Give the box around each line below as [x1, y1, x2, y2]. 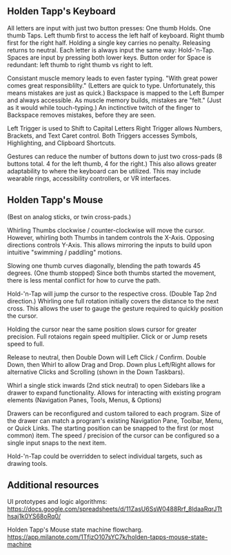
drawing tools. [7, 459, 48, 467]
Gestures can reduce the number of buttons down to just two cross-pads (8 [7, 152, 223, 160]
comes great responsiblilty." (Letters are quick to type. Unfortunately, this [7, 81, 216, 89]
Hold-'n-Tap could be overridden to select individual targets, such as [7, 452, 203, 460]
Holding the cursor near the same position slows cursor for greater [7, 325, 197, 333]
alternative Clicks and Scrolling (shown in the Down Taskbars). [7, 368, 185, 376]
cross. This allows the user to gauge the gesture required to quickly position [7, 304, 223, 312]
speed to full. [7, 339, 45, 348]
